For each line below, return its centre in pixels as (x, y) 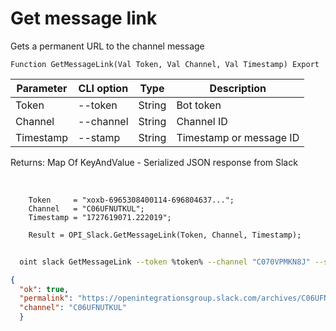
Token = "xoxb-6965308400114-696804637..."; (131, 200)
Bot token (199, 105)
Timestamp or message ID (238, 137)
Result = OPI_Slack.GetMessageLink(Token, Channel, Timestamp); (165, 235)
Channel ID (202, 121)
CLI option (103, 88)
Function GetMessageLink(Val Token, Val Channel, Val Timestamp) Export (165, 64)
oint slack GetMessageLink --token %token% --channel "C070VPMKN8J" (165, 262)
